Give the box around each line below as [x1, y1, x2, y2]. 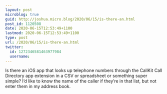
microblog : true [5, 12, 39, 17]
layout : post [5, 7, 32, 12]
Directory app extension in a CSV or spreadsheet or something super [5, 73, 147, 79]
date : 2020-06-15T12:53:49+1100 [5, 26, 72, 31]
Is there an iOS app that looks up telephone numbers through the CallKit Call [5, 67, 162, 73]
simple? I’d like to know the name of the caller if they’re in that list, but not [5, 78, 156, 84]
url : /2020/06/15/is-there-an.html [5, 40, 79, 45]
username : [9, 53, 30, 59]
